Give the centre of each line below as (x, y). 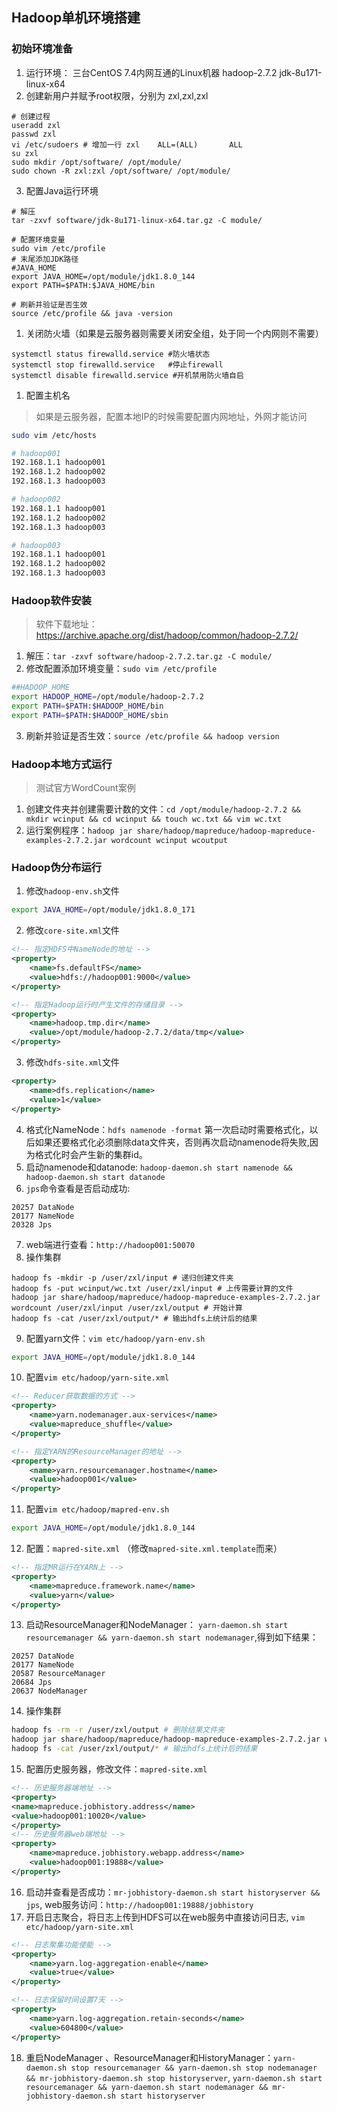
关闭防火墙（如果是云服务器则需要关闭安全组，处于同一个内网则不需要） (174, 333)
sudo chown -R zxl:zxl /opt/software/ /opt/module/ (121, 171)
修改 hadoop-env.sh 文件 (72, 891)
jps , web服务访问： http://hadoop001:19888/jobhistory (139, 1904)
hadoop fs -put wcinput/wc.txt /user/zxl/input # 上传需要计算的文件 (152, 1288)
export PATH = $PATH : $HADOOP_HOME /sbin (90, 715)
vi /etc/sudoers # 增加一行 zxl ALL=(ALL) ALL (127, 144)
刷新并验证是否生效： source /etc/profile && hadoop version (152, 735)
